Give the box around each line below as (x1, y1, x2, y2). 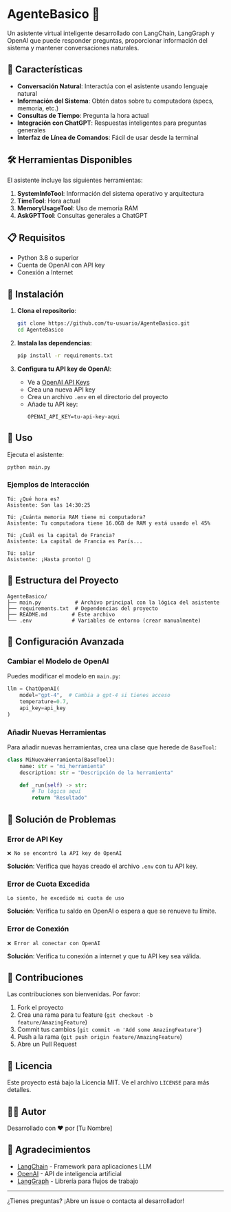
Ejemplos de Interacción (7, 480, 89, 489)
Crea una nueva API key (27, 385, 96, 394)
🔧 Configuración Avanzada (7, 636, 124, 647)
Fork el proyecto (16, 1003, 64, 1012)
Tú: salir (7, 549, 36, 557)
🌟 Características (7, 63, 83, 75)
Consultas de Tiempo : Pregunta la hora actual (16, 111, 149, 119)
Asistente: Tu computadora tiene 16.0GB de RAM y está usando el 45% (7, 520, 211, 527)
